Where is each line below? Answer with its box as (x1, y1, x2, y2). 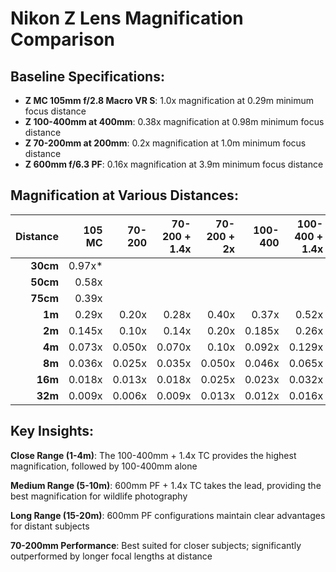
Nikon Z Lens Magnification (10, 7, 244, 30)
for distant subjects (10, 520, 90, 532)
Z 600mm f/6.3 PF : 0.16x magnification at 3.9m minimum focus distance (24, 158, 324, 170)
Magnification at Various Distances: (10, 187, 239, 204)
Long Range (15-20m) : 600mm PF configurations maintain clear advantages (10, 509, 326, 521)
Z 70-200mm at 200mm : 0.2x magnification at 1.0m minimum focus (24, 137, 307, 149)
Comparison (10, 28, 116, 51)
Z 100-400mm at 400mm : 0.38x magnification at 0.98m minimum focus (24, 116, 325, 127)
